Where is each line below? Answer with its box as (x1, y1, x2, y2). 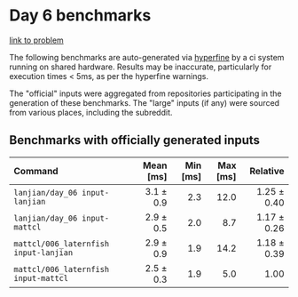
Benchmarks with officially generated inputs (9, 132, 260, 148)
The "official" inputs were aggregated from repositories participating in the (9, 88, 282, 99)
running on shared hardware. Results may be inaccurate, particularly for (9, 61, 272, 72)
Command (13, 165, 59, 177)
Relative (249, 165, 285, 177)
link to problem (9, 35, 64, 45)
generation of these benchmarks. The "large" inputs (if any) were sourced (9, 97, 280, 108)
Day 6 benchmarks (9, 5, 152, 26)
